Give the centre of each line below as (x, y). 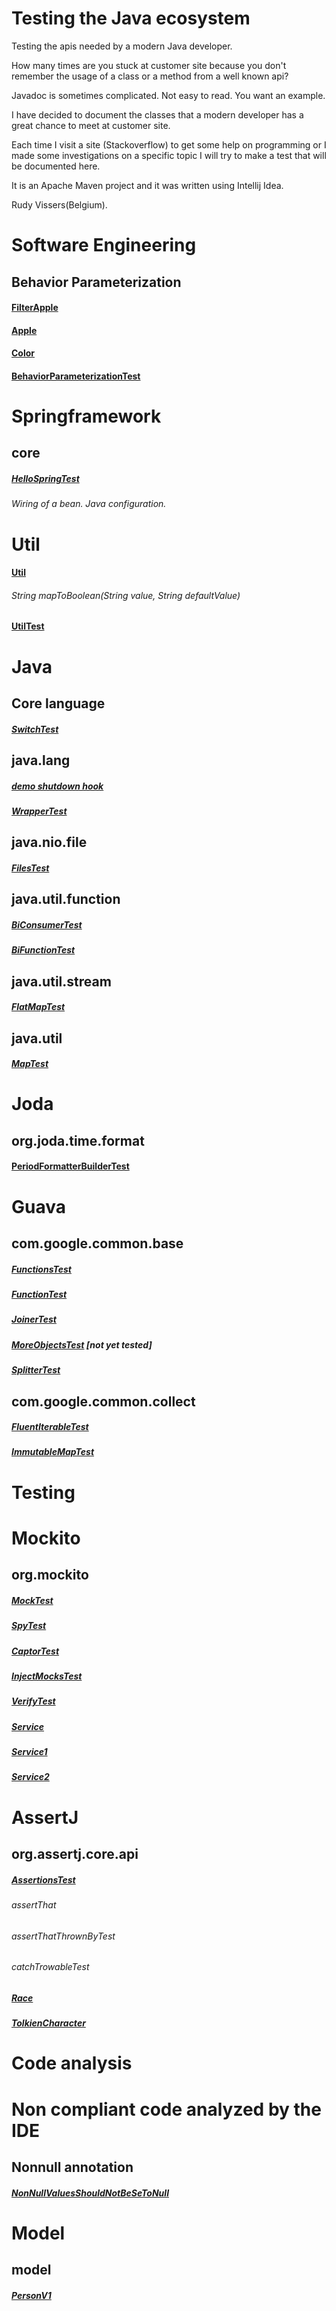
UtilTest (28, 626)
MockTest (32, 1600)
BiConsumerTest (47, 924)
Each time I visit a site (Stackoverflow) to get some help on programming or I (169, 144)
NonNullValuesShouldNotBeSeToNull (90, 2193)
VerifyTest (33, 1701)
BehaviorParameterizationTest (76, 376)
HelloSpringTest (45, 479)
